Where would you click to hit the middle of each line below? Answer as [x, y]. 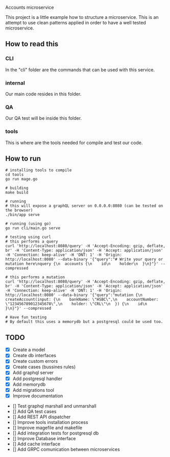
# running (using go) [28, 224]
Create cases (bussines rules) [44, 367]
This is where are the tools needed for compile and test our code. [74, 143]
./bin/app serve [22, 215]
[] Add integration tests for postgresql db [56, 433]
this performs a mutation [38, 277]
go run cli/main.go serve [33, 228]
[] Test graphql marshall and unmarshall [54, 406]
